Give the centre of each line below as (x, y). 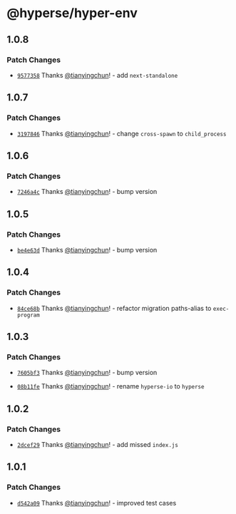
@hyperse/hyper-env (72, 13)
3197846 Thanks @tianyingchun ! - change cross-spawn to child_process (122, 133)
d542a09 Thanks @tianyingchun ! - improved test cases (97, 503)
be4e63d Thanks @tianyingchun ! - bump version (87, 250)
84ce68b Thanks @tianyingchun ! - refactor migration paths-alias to (114, 308)
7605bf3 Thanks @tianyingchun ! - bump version (87, 373)
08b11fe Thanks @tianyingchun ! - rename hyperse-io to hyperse (111, 386)
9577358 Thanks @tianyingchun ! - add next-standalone (97, 75)
